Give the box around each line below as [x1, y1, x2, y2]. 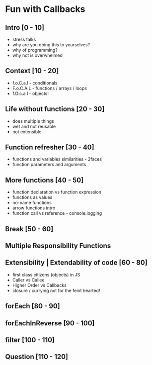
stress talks [12, 36, 36, 42]
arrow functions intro [12, 205, 56, 211]
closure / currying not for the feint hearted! [12, 287, 100, 293]
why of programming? [12, 47, 58, 53]
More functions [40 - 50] [5, 176, 84, 184]
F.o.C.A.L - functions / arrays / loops [12, 85, 87, 91]
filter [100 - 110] [5, 336, 55, 344]
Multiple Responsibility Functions [5, 242, 111, 250]
